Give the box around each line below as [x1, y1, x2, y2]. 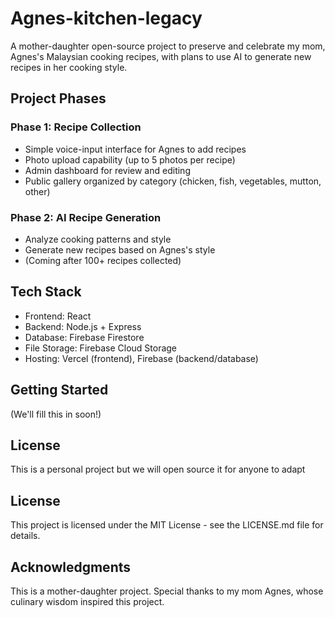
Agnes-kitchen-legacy [10, 7, 203, 30]
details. [10, 530, 41, 542]
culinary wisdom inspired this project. [10, 595, 165, 607]
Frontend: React [24, 310, 92, 322]
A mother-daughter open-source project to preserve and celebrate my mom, [10, 40, 326, 52]
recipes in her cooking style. [10, 61, 128, 73]
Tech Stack [10, 283, 82, 301]
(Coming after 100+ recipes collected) [24, 254, 182, 266]
